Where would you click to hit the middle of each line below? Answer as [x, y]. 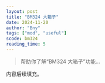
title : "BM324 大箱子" [33, 17]
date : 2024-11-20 [27, 22]
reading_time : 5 [26, 44]
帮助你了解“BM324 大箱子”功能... [60, 61]
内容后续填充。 [24, 74]
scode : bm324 [22, 39]
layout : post [22, 11]
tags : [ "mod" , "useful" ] [36, 33]
